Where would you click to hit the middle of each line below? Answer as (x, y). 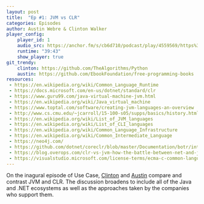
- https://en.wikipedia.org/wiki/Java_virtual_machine (80, 102)
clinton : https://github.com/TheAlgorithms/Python (83, 68)
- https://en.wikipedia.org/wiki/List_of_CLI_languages (81, 125)
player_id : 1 (34, 40)
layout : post (23, 12)
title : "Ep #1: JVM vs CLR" (43, 18)
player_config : (25, 35)
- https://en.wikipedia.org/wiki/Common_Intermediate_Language (90, 136)
